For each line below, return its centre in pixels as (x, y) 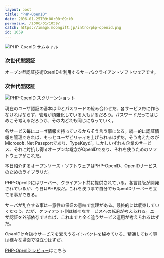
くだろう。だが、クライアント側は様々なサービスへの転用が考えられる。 (78, 211)
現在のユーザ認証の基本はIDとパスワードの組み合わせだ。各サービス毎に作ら (82, 108)
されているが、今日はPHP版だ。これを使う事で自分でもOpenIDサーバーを (79, 188)
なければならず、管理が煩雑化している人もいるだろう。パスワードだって (77, 114)
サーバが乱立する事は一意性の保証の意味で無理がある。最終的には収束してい (82, 205)
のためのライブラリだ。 (29, 172)
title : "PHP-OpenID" (26, 14)
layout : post (18, 10)
